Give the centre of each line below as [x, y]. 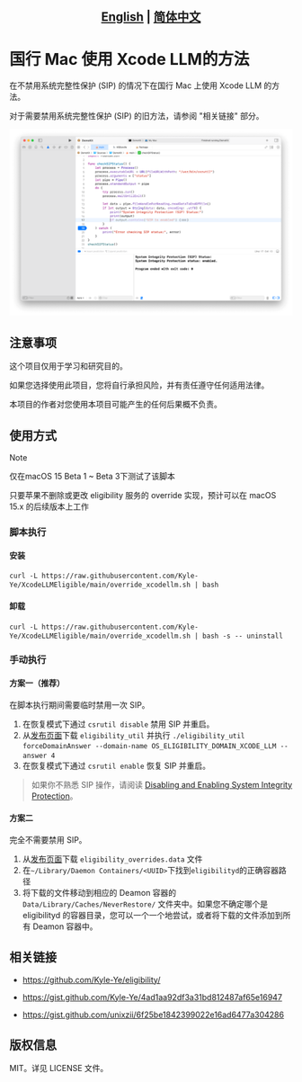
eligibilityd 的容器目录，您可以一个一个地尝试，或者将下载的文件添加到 [152, 915]
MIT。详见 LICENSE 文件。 [59, 1069]
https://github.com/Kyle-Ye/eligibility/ [91, 979]
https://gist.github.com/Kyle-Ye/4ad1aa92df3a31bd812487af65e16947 [152, 997]
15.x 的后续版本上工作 [49, 506]
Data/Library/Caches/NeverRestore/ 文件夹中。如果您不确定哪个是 [145, 904]
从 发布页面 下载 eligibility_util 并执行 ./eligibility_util [133, 735]
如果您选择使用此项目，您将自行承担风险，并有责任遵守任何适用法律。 [139, 385]
